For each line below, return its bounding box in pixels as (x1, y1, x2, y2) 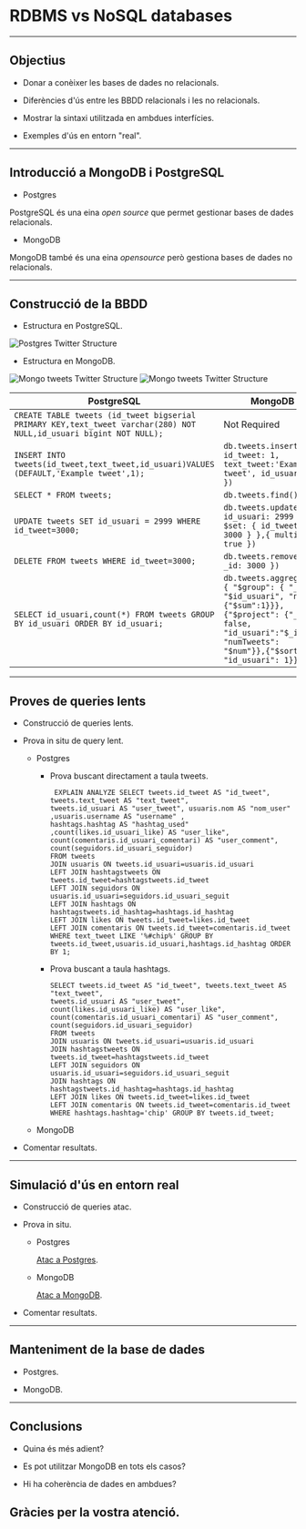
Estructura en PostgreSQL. (22, 321, 123, 331)
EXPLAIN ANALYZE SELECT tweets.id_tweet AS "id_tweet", (54, 789, 270, 798)
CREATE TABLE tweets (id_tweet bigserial (14, 411, 197, 421)
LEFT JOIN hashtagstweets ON (49, 868, 161, 877)
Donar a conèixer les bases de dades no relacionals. (22, 76, 219, 87)
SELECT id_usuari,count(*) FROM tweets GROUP (14, 609, 215, 620)
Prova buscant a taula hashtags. (49, 963, 171, 974)
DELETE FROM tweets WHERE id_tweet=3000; (14, 556, 197, 566)
